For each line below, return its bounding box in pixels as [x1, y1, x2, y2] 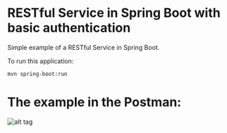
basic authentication [7, 20, 131, 36]
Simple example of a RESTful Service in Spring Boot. [7, 43, 160, 51]
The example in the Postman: [7, 94, 182, 110]
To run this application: [7, 56, 74, 65]
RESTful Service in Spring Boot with [7, 5, 221, 21]
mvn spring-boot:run [7, 70, 68, 77]
